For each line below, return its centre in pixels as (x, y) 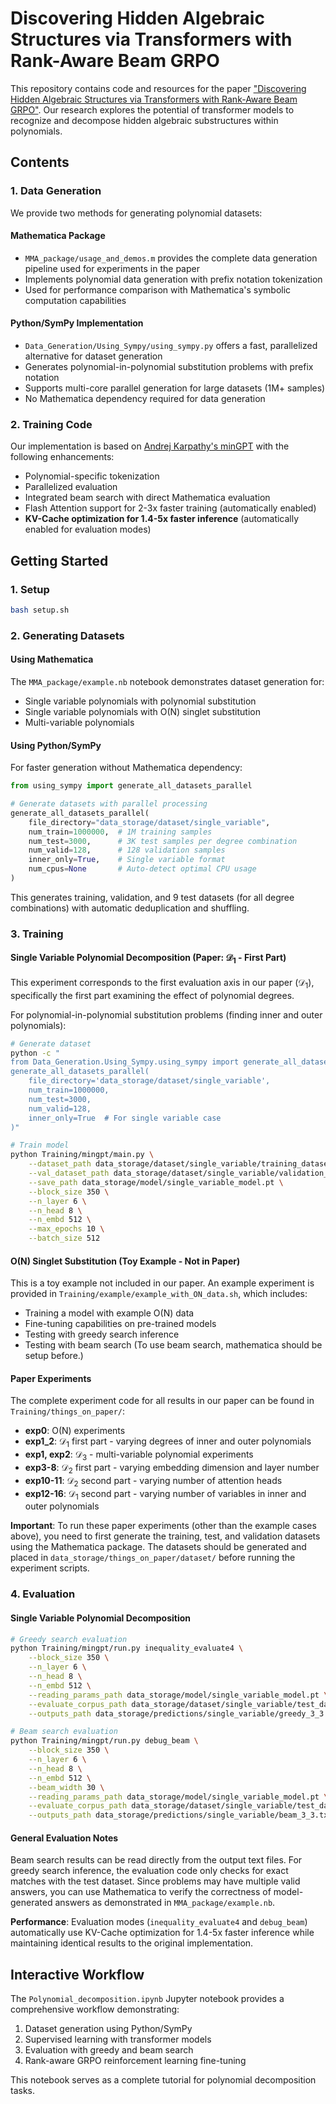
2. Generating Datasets (67, 635)
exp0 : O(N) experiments (75, 1431)
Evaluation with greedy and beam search (109, 2050)
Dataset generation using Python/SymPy (108, 2029)
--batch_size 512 (64, 1238)
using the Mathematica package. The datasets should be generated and (158, 1547)
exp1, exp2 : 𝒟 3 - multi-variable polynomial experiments (139, 1455)
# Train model (40, 1145)
